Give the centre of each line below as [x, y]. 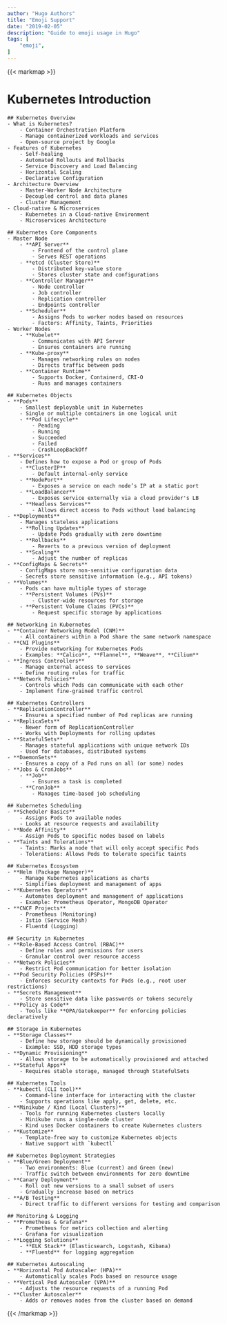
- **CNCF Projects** [37, 908]
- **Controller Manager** [57, 281]
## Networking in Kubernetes [49, 625]
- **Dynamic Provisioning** [48, 1053]
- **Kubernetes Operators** [48, 890]
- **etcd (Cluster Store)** [60, 263]
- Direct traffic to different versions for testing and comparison [120, 1204]
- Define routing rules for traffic [72, 673]
